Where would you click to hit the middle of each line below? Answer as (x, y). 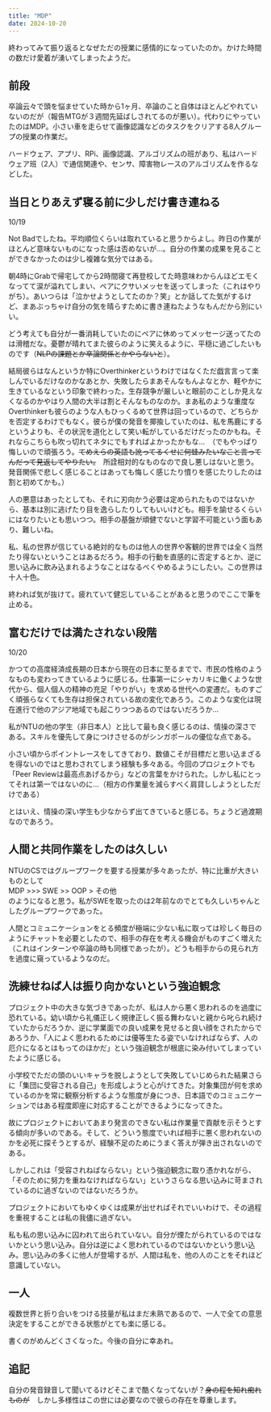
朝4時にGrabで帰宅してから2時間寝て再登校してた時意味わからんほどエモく (134, 276)
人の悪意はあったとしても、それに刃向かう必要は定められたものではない (128, 499)
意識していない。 (37, 1265)
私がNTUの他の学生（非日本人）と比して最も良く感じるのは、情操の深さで (132, 726)
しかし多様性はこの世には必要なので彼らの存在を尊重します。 (138, 1400)
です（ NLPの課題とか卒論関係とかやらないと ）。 (95, 354)
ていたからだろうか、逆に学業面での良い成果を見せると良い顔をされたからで (135, 1027)
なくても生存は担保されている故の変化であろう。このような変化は (145, 699)
